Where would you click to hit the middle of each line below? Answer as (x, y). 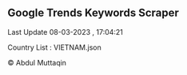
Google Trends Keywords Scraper (93, 13)
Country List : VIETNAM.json (54, 47)
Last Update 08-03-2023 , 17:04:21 (65, 32)
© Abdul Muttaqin (37, 62)
